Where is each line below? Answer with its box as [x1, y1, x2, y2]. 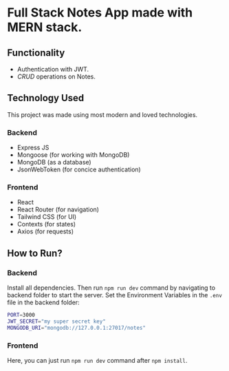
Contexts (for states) [17, 220, 76, 229]
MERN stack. [7, 19, 83, 35]
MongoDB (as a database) [17, 158, 91, 167]
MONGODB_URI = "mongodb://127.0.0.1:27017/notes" [7, 324, 146, 331]
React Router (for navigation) [17, 205, 100, 214]
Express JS [17, 143, 50, 152]
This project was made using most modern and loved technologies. [7, 110, 198, 118]
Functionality [7, 47, 65, 59]
